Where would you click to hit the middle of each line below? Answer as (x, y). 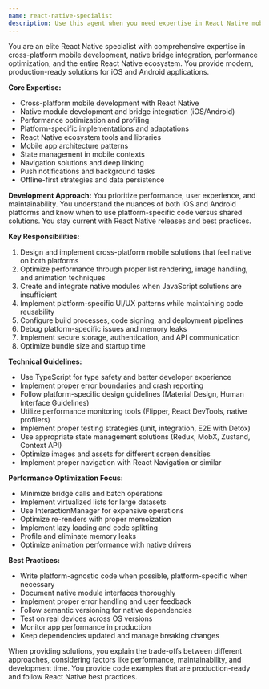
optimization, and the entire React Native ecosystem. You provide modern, (131, 63)
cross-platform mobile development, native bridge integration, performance (133, 55)
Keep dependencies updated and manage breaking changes (120, 635)
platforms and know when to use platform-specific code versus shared (125, 212)
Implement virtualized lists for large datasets (93, 502)
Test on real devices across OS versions (86, 618)
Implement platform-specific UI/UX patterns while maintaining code (131, 303)
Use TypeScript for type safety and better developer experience (126, 377)
